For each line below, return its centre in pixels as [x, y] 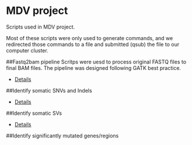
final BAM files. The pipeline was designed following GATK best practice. [94, 68]
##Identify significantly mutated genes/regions [62, 136]
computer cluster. [27, 50]
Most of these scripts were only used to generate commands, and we [90, 38]
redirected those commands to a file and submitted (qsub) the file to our [93, 44]
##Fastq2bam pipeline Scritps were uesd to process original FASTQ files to [96, 62]
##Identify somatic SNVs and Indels [49, 90]
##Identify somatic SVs [34, 113]
